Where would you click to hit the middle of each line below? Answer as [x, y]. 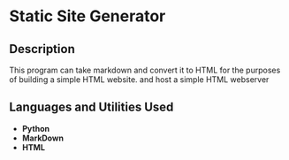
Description [42, 49]
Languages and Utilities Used [91, 107]
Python [36, 128]
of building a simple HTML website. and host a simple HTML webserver [139, 80]
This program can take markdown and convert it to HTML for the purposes [145, 70]
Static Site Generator [87, 16]
